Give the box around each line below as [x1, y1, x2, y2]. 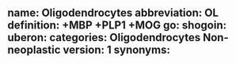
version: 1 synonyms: [63, 43, 171, 57]
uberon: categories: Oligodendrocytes [7, 31, 201, 44]
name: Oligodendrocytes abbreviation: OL [7, 6, 219, 20]
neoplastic [7, 43, 61, 57]
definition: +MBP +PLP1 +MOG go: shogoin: [7, 19, 227, 32]
